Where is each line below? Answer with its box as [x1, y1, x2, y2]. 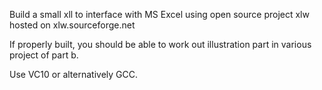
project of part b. [9, 49, 79, 61]
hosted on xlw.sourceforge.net [9, 19, 136, 31]
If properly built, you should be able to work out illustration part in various [9, 39, 312, 50]
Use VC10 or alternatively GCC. [9, 69, 138, 80]
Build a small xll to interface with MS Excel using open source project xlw [9, 9, 310, 20]
